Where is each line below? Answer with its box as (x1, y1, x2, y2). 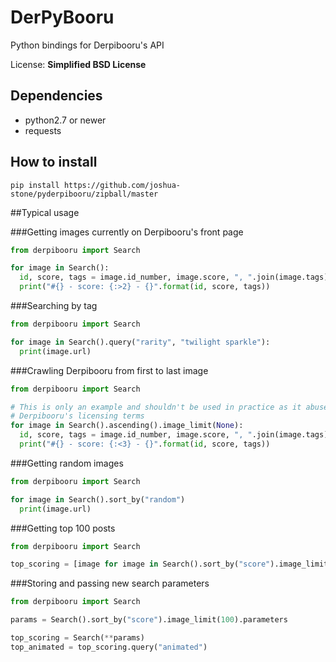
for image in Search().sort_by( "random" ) (10, 494, 186, 505)
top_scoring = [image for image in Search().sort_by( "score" (10, 559, 271, 570)
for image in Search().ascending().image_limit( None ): (10, 421, 244, 431)
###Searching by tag (10, 300, 98, 312)
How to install (10, 154, 98, 171)
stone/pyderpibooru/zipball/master (10, 189, 159, 199)
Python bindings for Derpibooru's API (10, 39, 165, 51)
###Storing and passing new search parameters (10, 577, 210, 590)
